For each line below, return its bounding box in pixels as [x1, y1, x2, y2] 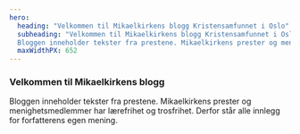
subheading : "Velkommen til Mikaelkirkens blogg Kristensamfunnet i [17, 29, 278, 38]
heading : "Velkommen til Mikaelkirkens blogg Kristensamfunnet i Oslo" [17, 21, 290, 30]
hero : [9, 13, 29, 22]
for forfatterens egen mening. [9, 115, 118, 126]
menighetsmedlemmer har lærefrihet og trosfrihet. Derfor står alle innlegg [9, 105, 281, 116]
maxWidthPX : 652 [17, 46, 78, 55]
